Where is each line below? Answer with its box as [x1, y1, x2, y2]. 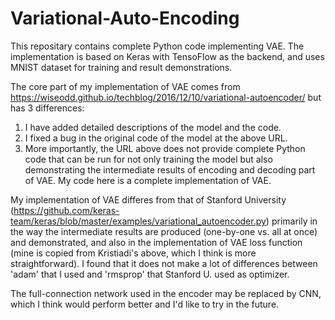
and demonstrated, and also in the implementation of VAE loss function [10, 236, 303, 248]
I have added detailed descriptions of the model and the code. [24, 121, 282, 133]
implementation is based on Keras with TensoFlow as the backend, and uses [10, 50, 325, 62]
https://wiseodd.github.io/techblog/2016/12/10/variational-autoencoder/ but [10, 91, 322, 103]
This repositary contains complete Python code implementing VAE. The [10, 40, 305, 52]
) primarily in [265, 215, 318, 227]
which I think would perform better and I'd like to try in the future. [10, 298, 280, 310]
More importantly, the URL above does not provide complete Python [24, 142, 306, 154]
